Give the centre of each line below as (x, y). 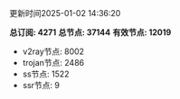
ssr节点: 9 (41, 85)
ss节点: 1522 (46, 74)
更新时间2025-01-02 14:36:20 (65, 13)
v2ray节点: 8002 (53, 51)
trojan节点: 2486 (53, 63)
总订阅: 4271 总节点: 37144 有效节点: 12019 (90, 32)
